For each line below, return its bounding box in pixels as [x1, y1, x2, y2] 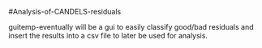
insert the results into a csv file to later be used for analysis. [8, 31, 208, 40]
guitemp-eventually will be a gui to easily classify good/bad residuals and [8, 22, 254, 31]
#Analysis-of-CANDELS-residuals [8, 7, 122, 16]
